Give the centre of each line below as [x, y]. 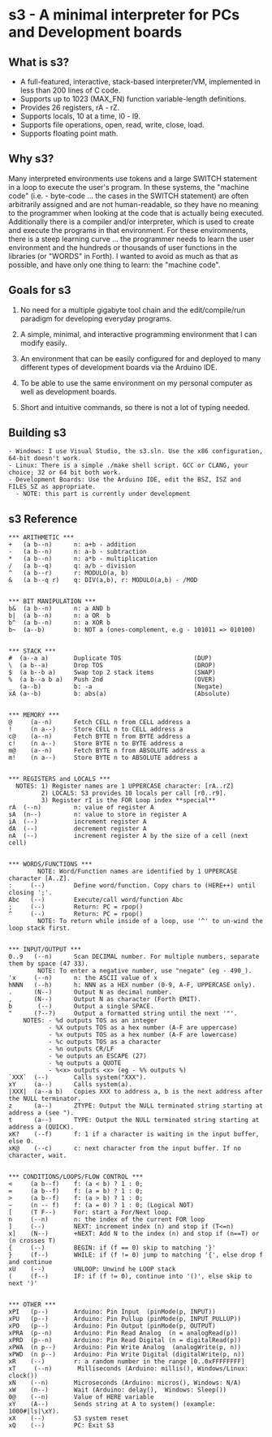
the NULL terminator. [45, 1099]
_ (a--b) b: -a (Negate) [116, 687]
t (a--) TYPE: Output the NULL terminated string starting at [134, 1120]
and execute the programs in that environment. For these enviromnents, [128, 230]
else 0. [22, 1141]
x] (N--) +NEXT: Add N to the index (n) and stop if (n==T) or [134, 1234]
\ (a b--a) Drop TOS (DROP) [112, 666]
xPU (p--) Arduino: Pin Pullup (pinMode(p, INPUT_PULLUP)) [125, 1319]
